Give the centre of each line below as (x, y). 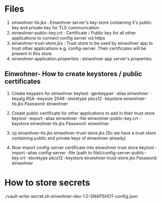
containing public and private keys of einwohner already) (69, 138)
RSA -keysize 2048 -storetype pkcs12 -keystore (74, 98)
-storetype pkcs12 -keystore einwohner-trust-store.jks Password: (92, 158)
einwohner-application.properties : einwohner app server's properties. (82, 58)
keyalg (18, 98)
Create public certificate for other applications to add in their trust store (83, 113)
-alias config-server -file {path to (59, 152)
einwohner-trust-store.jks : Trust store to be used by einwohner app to (82, 43)
